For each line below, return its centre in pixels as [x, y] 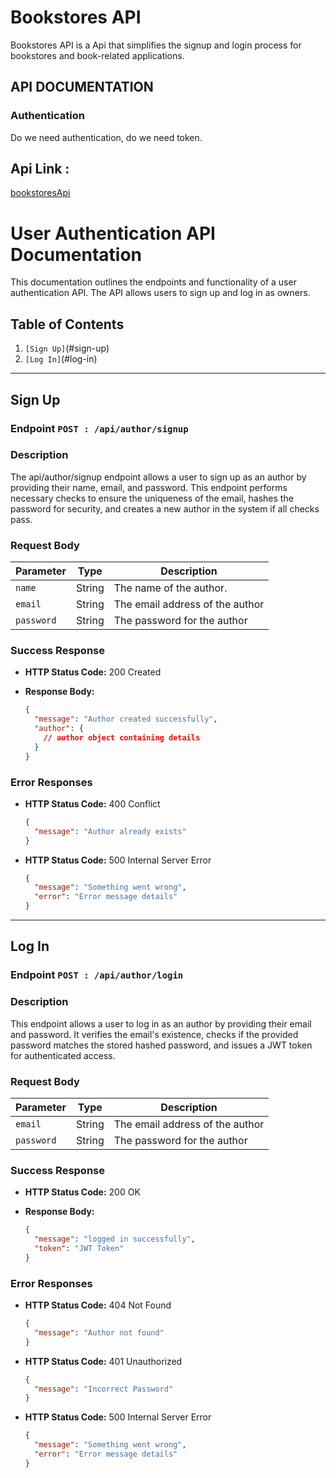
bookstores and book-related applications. [97, 55]
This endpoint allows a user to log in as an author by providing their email [161, 1023]
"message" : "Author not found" [99, 1332]
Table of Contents [67, 324]
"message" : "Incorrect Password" [104, 1389]
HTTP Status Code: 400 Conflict [92, 803]
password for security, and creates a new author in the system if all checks [165, 508]
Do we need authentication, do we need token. [106, 137]
